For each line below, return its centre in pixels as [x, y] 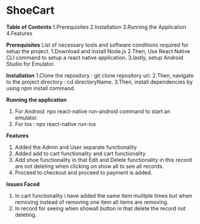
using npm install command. [41, 88]
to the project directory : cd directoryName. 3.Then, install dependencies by [99, 82]
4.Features [19, 33]
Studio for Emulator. [30, 64]
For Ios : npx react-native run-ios [55, 124]
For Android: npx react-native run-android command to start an [93, 111]
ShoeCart [30, 10]
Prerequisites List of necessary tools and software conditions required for [98, 45]
